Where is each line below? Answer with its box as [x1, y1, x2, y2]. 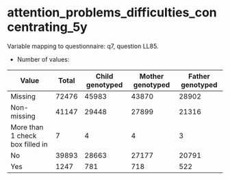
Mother [139, 71, 164, 81]
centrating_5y [7, 19, 88, 35]
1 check [10, 131, 37, 140]
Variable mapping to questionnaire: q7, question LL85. [7, 42, 159, 50]
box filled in [10, 139, 48, 149]
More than [10, 122, 44, 131]
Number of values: [16, 55, 70, 63]
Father [188, 71, 210, 81]
